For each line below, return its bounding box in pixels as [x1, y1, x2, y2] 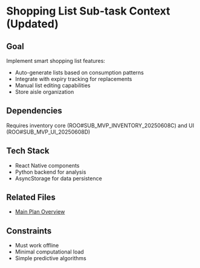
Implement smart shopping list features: [6, 57, 106, 64]
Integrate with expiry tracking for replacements [15, 76, 132, 82]
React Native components [15, 162, 80, 169]
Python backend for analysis [15, 168, 86, 175]
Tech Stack [6, 146, 50, 156]
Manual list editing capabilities [15, 82, 91, 89]
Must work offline [15, 242, 59, 249]
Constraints [6, 226, 52, 236]
